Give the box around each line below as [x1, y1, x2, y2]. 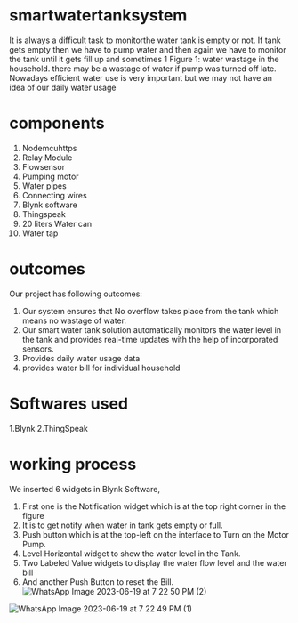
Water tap [21, 228, 59, 239]
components [9, 113, 105, 133]
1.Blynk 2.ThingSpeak [9, 423, 89, 433]
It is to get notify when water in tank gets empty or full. [21, 520, 223, 530]
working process [9, 454, 137, 474]
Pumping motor [21, 171, 79, 182]
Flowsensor [21, 161, 65, 172]
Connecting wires [21, 190, 87, 200]
